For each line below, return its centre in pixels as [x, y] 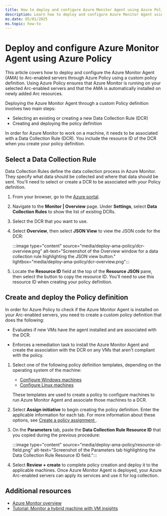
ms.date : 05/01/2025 [27, 19]
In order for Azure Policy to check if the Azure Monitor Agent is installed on [82, 309]
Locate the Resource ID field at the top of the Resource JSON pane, [82, 271]
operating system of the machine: [47, 370]
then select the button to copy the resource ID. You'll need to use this [83, 277]
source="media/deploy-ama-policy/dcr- [104, 246]
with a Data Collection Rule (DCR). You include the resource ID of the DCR [81, 138]
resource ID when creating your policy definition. [62, 282]
